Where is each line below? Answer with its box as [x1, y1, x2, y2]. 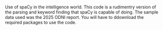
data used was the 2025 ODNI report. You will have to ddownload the [5, 15, 144, 20]
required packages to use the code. [5, 19, 77, 25]
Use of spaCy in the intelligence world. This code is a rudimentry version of [5, 4, 157, 10]
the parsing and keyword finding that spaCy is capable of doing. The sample [5, 9, 159, 15]
